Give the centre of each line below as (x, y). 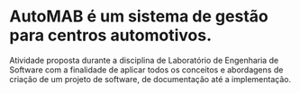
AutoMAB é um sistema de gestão (139, 17)
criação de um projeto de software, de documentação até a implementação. (150, 79)
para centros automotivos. (111, 35)
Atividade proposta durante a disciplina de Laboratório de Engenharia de (144, 60)
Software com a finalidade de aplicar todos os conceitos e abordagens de (146, 70)
